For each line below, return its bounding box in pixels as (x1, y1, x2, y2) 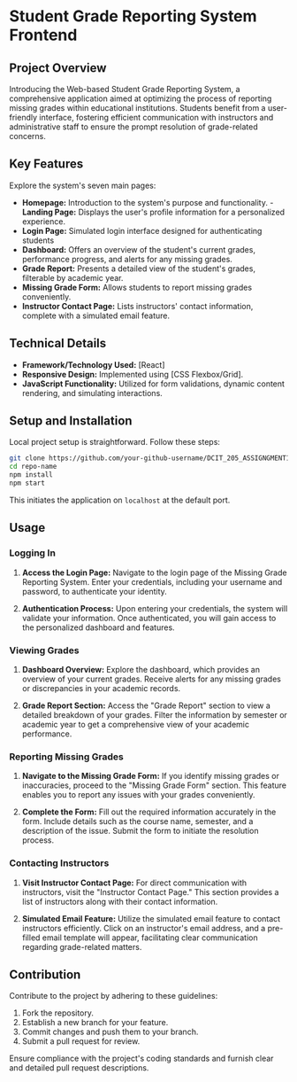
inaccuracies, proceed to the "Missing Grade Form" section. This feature (21, 780, 287, 790)
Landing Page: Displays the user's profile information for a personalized (21, 206, 286, 217)
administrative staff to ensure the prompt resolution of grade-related (9, 121, 258, 132)
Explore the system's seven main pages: (9, 180, 156, 191)
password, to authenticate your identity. (21, 586, 168, 596)
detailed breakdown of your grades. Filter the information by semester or (21, 709, 287, 720)
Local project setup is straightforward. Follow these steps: (9, 437, 221, 448)
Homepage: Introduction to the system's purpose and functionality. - (21, 197, 274, 207)
